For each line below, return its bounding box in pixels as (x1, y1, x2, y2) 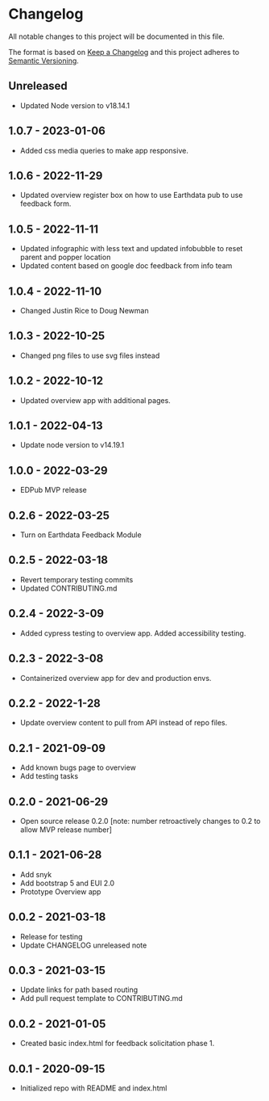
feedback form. (19, 199, 72, 208)
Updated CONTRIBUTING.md (19, 583, 118, 593)
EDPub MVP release (19, 485, 87, 495)
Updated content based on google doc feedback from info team (19, 261, 233, 271)
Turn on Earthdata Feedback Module (19, 530, 143, 540)
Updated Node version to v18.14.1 (19, 100, 130, 110)
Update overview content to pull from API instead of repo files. (19, 718, 228, 728)
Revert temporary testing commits (19, 574, 134, 584)
